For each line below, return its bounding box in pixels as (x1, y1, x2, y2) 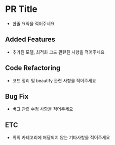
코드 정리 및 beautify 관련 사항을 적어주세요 (12, 77, 96, 83)
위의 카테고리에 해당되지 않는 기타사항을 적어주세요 (12, 135, 110, 141)
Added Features (5, 35, 56, 44)
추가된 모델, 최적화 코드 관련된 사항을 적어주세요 (12, 49, 105, 55)
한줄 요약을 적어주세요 (12, 20, 55, 26)
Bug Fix (5, 92, 29, 100)
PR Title (5, 3, 38, 15)
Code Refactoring (5, 64, 61, 72)
